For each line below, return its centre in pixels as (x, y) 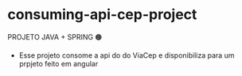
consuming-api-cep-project (102, 15)
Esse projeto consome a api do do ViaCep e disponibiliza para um (127, 55)
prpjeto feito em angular (59, 63)
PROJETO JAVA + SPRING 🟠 (55, 36)
